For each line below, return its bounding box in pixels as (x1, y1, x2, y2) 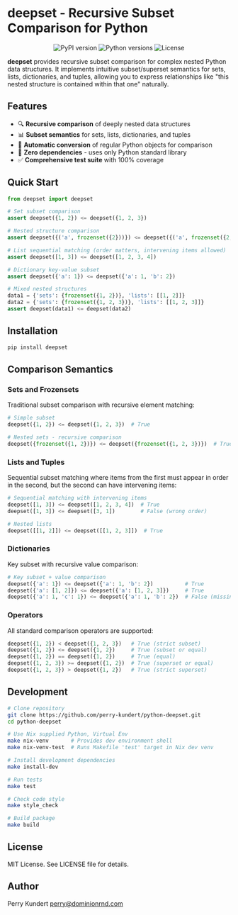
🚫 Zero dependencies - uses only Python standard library (17, 147, 187, 157)
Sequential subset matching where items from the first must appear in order (7, 473, 229, 482)
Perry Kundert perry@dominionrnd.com (7, 899, 124, 908)
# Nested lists (7, 520, 52, 527)
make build (7, 821, 40, 829)
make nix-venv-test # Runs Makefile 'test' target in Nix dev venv (7, 744, 214, 751)
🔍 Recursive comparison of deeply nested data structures (17, 119, 191, 128)
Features (7, 101, 47, 113)
